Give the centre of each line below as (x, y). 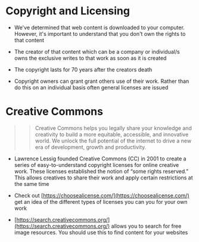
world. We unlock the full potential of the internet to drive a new (113, 141)
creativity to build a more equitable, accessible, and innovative (112, 134)
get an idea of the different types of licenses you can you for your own (101, 201)
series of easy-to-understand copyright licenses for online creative (97, 165)
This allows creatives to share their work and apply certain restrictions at (103, 178)
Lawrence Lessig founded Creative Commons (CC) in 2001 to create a (100, 159)
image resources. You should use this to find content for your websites (101, 232)
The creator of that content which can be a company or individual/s (97, 51)
